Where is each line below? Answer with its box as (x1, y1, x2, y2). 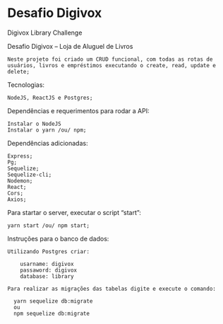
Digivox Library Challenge (7, 28, 83, 37)
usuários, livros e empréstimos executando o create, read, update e (7, 62, 217, 69)
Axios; (7, 196, 27, 203)
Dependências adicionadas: (7, 139, 88, 147)
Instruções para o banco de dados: (7, 234, 109, 243)
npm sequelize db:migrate (13, 310, 90, 317)
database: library (20, 272, 74, 280)
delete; (7, 68, 30, 75)
